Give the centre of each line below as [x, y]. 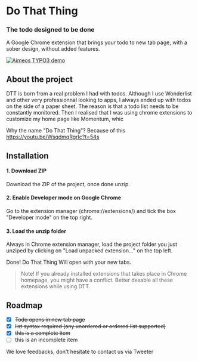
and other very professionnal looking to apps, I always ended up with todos [99, 100]
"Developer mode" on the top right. [49, 217]
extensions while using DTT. [55, 286]
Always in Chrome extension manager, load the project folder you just [92, 244]
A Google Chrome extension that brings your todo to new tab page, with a [97, 42]
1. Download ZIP [26, 171]
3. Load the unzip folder [36, 231]
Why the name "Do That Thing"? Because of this [66, 131]
